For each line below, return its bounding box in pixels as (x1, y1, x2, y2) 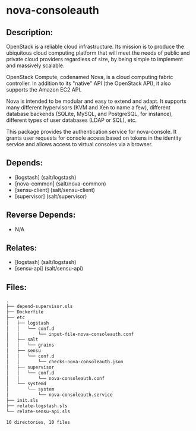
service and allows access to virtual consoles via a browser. (6, 141, 153, 147)
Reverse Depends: (6, 210, 76, 220)
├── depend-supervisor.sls (6, 304, 73, 310)
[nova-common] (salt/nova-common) (14, 180, 106, 187)
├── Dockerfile (6, 309, 44, 315)
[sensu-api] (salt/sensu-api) (14, 265, 84, 272)
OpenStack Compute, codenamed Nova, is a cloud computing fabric (6, 74, 173, 80)
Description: (6, 27, 53, 37)
